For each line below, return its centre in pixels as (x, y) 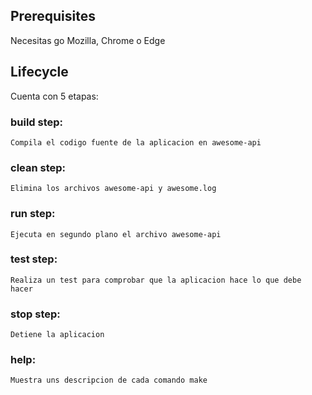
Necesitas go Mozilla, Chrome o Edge (88, 40)
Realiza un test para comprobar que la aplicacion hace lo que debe (156, 280)
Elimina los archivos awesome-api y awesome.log (113, 189)
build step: (37, 122)
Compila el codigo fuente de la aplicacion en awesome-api (136, 142)
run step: (33, 214)
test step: (34, 259)
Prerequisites (53, 16)
